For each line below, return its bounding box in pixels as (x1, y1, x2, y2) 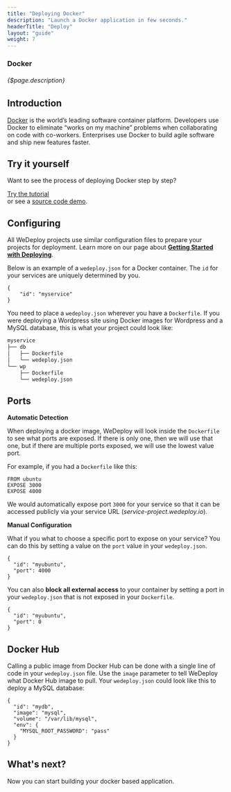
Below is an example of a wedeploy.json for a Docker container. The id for (7, 264, 219, 273)
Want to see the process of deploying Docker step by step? (7, 176, 177, 184)
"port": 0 (13, 619, 42, 626)
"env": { (13, 722, 39, 729)
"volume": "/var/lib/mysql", (13, 716, 98, 723)
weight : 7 (7, 36, 36, 43)
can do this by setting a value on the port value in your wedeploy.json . (7, 542, 207, 550)
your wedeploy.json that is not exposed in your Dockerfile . (7, 593, 175, 601)
